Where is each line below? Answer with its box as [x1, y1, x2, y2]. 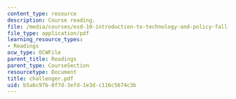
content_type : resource [7, 10, 77, 17]
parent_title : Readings [7, 56, 77, 63]
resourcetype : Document [7, 68, 77, 75]
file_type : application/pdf [7, 29, 90, 37]
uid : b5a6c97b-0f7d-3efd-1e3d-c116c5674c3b [7, 82, 137, 89]
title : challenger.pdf [7, 75, 74, 82]
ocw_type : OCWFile [7, 49, 61, 56]
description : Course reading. [7, 17, 96, 24]
